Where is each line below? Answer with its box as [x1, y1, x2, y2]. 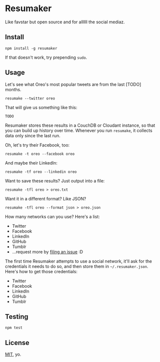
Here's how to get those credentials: [5, 268, 78, 274]
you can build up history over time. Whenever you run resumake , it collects [5, 127, 153, 133]
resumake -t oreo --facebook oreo [5, 151, 75, 156]
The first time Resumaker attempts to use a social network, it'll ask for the [5, 258, 152, 264]
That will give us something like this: [5, 104, 78, 110]
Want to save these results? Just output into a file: [5, 178, 105, 183]
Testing [5, 313, 29, 321]
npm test [5, 326, 23, 330]
